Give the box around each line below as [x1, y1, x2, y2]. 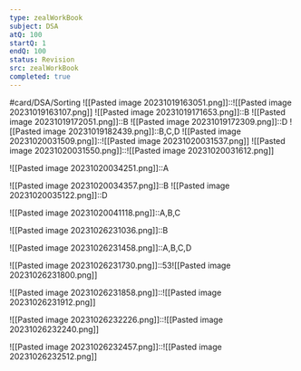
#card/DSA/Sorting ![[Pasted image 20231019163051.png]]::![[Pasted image [9, 97, 292, 108]
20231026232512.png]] [9, 350, 98, 362]
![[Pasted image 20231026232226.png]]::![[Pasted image [9, 314, 224, 325]
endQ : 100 [9, 47, 47, 56]
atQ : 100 [9, 30, 43, 39]
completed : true [9, 72, 71, 81]
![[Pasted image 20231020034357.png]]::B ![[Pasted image [9, 180, 230, 191]
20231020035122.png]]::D [9, 189, 108, 200]
